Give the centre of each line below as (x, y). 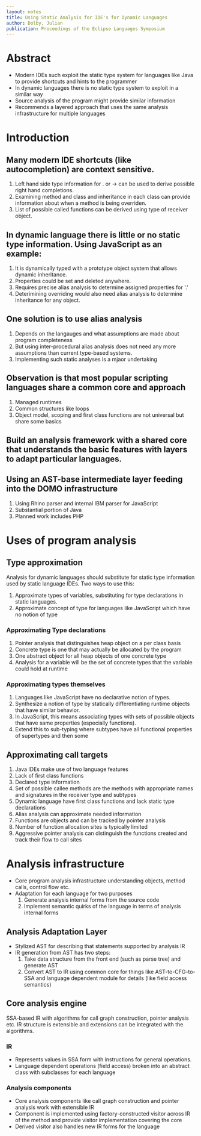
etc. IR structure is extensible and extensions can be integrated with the (95, 1024)
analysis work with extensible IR (54, 1107)
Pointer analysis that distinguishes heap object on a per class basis (98, 643)
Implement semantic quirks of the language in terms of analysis (102, 907)
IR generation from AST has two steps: (63, 952)
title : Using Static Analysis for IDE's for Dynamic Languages (87, 17)
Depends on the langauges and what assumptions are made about (97, 333)
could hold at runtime (41, 669)
